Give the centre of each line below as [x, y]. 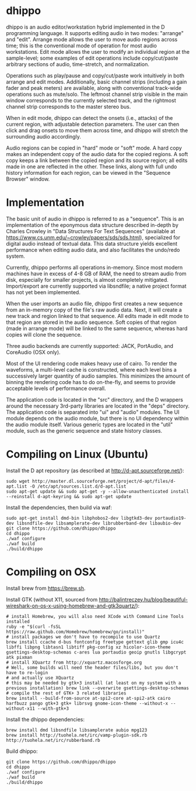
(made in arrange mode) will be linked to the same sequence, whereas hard [97, 328]
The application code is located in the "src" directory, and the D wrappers [95, 399]
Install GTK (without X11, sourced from [52, 599]
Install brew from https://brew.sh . [46, 588]
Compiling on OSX [51, 572]
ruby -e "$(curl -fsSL [34, 627]
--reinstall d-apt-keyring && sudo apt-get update [69, 496]
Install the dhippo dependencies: [45, 719]
